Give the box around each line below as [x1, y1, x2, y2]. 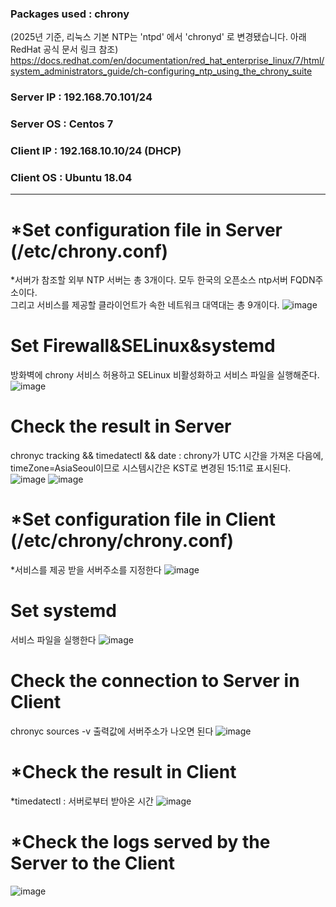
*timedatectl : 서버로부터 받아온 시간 [10, 795, 155, 807]
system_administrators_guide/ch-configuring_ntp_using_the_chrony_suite [10, 65, 313, 77]
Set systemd [10, 600, 117, 622]
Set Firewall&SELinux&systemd [10, 335, 276, 357]
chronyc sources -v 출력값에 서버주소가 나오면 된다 [10, 725, 214, 737]
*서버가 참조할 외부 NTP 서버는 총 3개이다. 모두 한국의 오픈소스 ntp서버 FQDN [10, 274, 316, 286]
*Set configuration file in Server [10, 218, 283, 241]
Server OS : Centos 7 [10, 117, 114, 131]
